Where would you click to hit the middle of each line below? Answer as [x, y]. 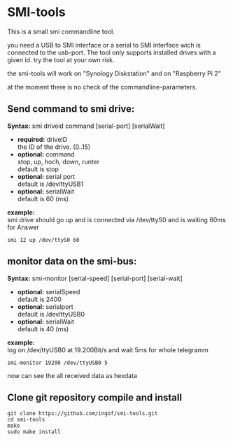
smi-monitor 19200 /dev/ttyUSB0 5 [58, 363]
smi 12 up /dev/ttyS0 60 [43, 240]
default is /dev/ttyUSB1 [50, 184]
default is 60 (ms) [43, 198]
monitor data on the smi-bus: [72, 262]
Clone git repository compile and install [95, 397]
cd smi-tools [26, 420]
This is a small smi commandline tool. [61, 31]
